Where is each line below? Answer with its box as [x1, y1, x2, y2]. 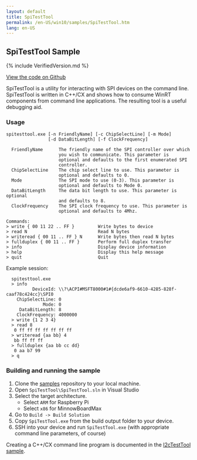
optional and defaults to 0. [58, 172, 130, 179]
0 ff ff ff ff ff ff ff [13, 328, 72, 333]
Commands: [6, 219, 30, 224]
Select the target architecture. [14, 392, 87, 399]
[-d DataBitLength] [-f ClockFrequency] [47, 137, 148, 142]
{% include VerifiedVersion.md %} [6, 62, 89, 69]
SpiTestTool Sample [6, 46, 80, 56]
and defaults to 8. [58, 198, 107, 204]
